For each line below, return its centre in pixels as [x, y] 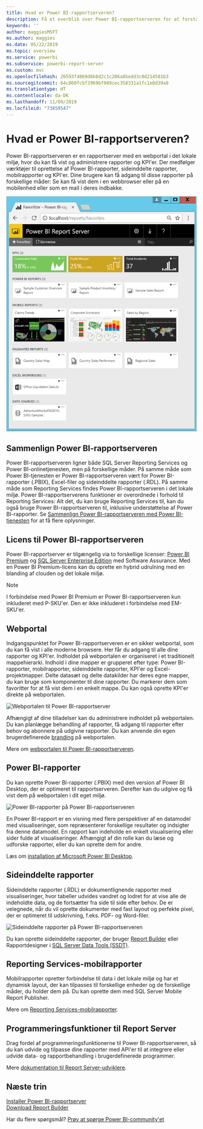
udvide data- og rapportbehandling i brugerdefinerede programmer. [91, 1056]
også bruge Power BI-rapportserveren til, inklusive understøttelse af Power [100, 508]
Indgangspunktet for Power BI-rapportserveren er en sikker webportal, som [100, 643]
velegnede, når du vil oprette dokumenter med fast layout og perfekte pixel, [100, 909]
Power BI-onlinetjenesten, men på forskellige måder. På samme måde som [99, 469]
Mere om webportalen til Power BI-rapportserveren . [71, 748]
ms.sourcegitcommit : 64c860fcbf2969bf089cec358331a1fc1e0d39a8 [88, 83]
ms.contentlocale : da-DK [37, 96]
